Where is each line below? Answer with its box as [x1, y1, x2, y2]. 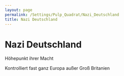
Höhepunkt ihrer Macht [5, 55, 54, 61]
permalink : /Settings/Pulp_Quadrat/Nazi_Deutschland [5, 12, 119, 17]
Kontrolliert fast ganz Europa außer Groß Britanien [5, 65, 110, 71]
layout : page [5, 7, 33, 13]
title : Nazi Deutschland [5, 17, 58, 22]
